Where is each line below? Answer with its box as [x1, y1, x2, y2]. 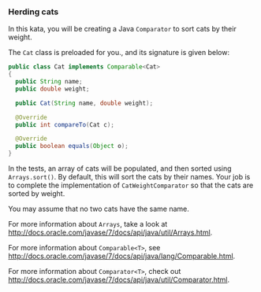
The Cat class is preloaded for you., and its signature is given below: [8, 48, 230, 57]
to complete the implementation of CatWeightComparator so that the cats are [8, 180, 254, 190]
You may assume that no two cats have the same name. [8, 204, 189, 214]
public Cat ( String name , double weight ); [15, 99, 154, 107]
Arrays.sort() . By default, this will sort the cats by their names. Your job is [8, 172, 251, 182]
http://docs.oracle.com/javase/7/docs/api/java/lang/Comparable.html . [8, 251, 236, 261]
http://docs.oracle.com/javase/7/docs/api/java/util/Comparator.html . [8, 275, 230, 285]
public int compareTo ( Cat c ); [15, 120, 114, 128]
